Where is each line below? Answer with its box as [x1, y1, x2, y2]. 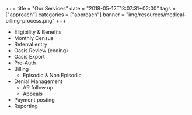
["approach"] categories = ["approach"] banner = [5, 11, 125, 18]
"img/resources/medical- [125, 11, 187, 18]
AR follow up [22, 84, 54, 91]
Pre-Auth [13, 59, 36, 66]
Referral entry [13, 41, 48, 48]
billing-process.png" [5, 17, 55, 24]
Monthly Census [13, 35, 54, 41]
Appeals [22, 90, 43, 97]
